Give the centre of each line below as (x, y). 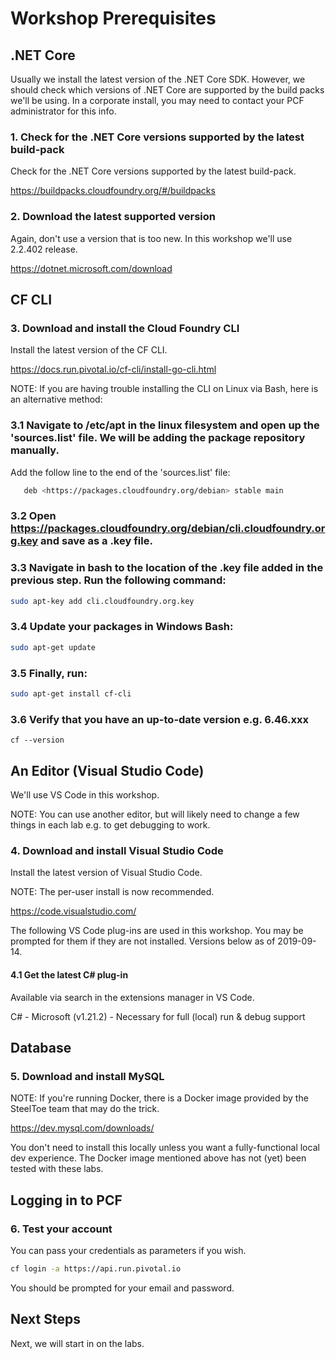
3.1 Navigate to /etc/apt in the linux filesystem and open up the (165, 425)
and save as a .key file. (96, 541)
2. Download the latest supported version (113, 217)
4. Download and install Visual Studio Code (117, 850)
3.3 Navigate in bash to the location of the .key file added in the (167, 568)
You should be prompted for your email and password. (122, 1288)
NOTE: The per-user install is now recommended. (112, 892)
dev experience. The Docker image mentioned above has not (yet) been (158, 1158)
